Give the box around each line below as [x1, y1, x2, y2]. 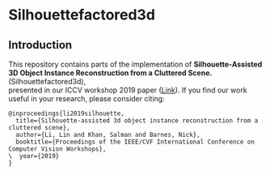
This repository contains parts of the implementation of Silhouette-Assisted [8, 59, 263, 69]
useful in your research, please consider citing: [8, 94, 165, 103]
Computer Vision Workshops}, [8, 145, 107, 153]
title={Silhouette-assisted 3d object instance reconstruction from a [15, 117, 259, 125]
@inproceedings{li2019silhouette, [8, 109, 125, 117]
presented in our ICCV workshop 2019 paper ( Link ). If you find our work [8, 85, 248, 95]
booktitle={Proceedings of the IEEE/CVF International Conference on [15, 138, 255, 146]
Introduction [8, 38, 73, 52]
